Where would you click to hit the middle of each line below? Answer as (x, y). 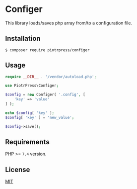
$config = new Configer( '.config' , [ (45, 95)
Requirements (27, 142)
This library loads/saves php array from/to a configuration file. (69, 23)
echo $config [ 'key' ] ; (30, 113)
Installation (23, 39)
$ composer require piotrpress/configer (48, 50)
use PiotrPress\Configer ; (32, 86)
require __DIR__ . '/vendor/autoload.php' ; (51, 77)
